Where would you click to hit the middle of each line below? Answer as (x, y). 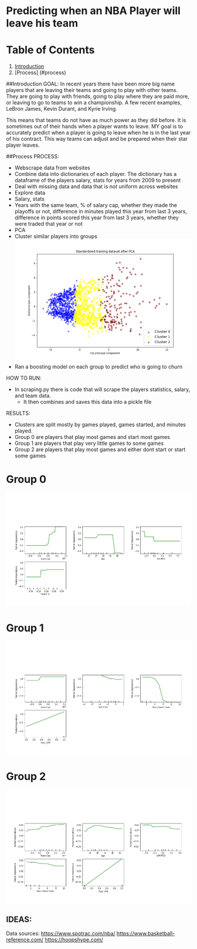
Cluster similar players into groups (56, 236)
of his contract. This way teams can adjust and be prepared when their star (97, 139)
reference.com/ (25, 940)
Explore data (30, 193)
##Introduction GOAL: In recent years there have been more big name (90, 84)
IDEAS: (19, 919)
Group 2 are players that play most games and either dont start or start (100, 450)
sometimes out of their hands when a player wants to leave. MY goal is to (95, 127)
